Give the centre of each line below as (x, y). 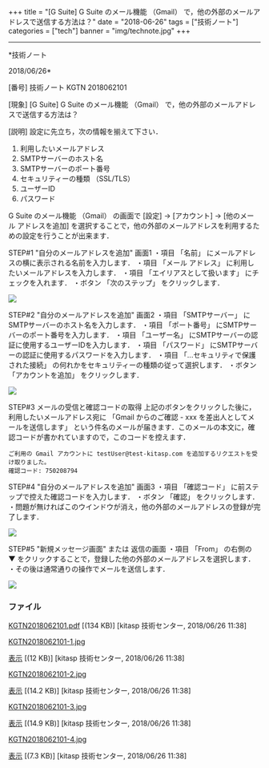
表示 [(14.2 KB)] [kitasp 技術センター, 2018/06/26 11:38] (100, 691)
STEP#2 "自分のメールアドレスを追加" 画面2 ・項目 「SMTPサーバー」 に (129, 315)
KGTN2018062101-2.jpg (47, 674)
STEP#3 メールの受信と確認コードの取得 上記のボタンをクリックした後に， (132, 407)
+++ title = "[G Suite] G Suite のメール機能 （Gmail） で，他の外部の (120, 12)
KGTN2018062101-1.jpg (47, 642)
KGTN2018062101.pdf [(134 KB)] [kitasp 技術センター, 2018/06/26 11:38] (127, 626)
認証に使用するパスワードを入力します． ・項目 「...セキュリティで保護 (139, 355)
